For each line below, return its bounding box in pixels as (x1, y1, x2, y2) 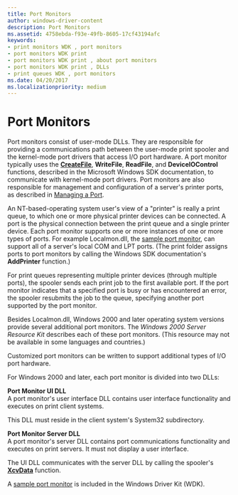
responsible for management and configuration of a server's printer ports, (7, 183, 224, 192)
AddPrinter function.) (7, 257, 71, 266)
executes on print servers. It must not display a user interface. (7, 444, 190, 453)
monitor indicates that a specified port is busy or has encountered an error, (7, 286, 227, 295)
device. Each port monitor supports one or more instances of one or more (7, 227, 224, 236)
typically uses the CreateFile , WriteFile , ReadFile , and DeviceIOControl (7, 160, 218, 169)
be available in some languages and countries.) (7, 338, 146, 346)
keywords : (7, 37, 37, 44)
